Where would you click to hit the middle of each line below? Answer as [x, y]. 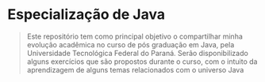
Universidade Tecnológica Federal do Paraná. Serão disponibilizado [138, 53]
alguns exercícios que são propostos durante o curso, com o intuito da [142, 61]
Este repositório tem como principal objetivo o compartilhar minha [135, 36]
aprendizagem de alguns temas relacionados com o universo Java [135, 69]
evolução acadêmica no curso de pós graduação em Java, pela [131, 44]
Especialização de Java [86, 15]
